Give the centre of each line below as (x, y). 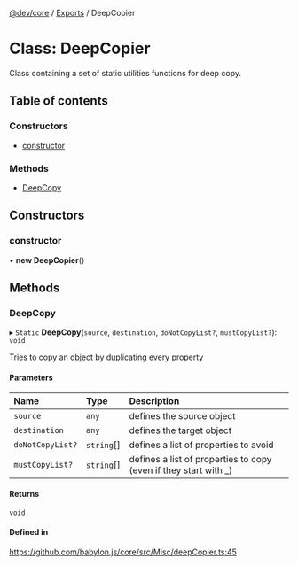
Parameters (31, 377)
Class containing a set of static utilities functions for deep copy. (125, 73)
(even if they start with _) (181, 470)
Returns (24, 494)
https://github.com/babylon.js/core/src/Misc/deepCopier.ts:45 (123, 552)
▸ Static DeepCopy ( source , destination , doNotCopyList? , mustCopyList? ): (143, 332)
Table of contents (59, 101)
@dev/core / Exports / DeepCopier (72, 13)
